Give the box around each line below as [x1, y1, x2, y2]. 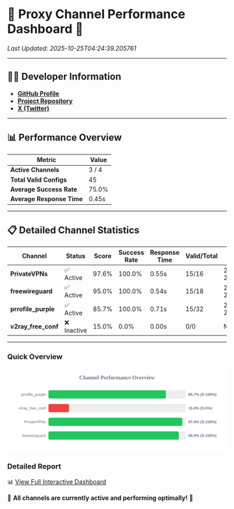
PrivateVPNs [10, 269, 48, 278]
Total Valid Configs [10, 175, 68, 184]
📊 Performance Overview [7, 132, 122, 143]
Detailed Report [7, 461, 61, 471]
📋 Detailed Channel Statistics [7, 224, 140, 236]
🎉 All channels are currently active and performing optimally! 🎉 [7, 494, 194, 502]
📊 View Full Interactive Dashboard [7, 477, 107, 486]
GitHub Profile [17, 89, 60, 97]
